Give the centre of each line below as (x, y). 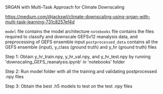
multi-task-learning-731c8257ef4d (40, 22)
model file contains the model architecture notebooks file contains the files (80, 31)
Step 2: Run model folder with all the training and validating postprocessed (81, 71)
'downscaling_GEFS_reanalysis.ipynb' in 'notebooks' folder (65, 62)
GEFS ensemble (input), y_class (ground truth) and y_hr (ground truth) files (81, 47)
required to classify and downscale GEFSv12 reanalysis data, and (71, 37)
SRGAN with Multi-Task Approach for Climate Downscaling (65, 7)
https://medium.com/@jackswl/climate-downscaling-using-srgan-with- (78, 16)
